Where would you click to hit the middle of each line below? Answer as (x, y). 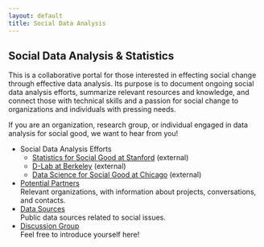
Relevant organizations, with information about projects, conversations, (138, 192)
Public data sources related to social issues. (93, 217)
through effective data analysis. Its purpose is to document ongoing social (131, 84)
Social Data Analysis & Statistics (91, 56)
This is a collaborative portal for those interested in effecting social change (132, 75)
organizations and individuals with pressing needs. (93, 109)
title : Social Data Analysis (57, 23)
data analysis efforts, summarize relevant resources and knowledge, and (129, 93)
